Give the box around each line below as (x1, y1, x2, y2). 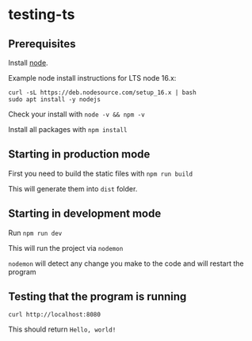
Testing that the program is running (8, 290, 187, 304)
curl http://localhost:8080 (8, 311, 101, 319)
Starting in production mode (8, 148, 151, 161)
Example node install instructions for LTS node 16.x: (8, 74, 177, 82)
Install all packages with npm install (8, 125, 128, 134)
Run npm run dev (8, 228, 63, 237)
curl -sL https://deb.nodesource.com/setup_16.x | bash (8, 89, 197, 97)
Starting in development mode (8, 207, 162, 221)
